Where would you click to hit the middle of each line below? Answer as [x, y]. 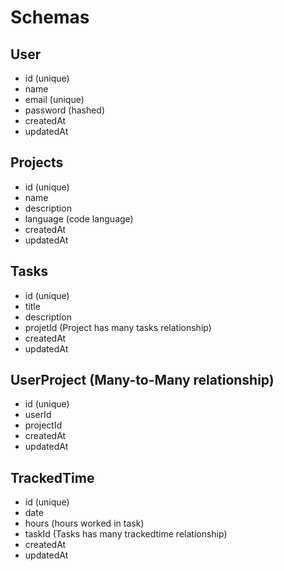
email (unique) [54, 99]
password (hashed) [65, 110]
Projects [37, 162]
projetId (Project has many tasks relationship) [118, 327]
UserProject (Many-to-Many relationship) [142, 380]
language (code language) [79, 218]
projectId [43, 425]
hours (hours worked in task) [84, 523]
